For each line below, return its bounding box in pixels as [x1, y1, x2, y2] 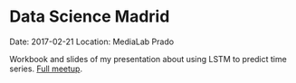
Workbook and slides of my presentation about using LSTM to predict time [9, 53, 287, 64]
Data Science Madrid [9, 6, 170, 27]
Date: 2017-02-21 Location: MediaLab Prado [9, 36, 175, 47]
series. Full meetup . [9, 63, 83, 74]
